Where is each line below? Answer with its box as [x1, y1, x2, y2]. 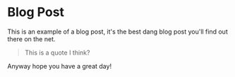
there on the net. [7, 34, 56, 43]
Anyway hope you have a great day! [7, 62, 112, 70]
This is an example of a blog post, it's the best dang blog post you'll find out [7, 27, 228, 36]
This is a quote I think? [24, 48, 90, 57]
